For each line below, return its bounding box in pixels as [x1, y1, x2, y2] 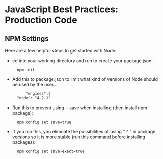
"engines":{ [25, 91, 51, 96]
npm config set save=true [17, 120, 71, 125]
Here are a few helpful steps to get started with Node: [5, 48, 117, 54]
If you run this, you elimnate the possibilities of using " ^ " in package [12, 129, 156, 134]
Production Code [5, 14, 77, 26]
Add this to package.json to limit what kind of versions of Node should [12, 76, 158, 82]
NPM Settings [5, 34, 49, 43]
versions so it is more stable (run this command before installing [12, 134, 146, 140]
